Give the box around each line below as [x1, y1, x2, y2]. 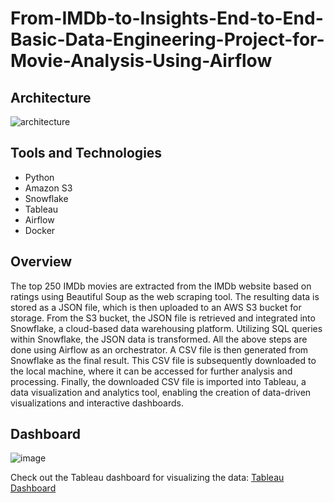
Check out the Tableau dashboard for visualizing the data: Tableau [10, 472, 285, 484]
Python [24, 171, 55, 183]
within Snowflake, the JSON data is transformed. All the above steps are [10, 333, 308, 345]
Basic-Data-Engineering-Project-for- [10, 28, 325, 51]
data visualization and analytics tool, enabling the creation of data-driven [10, 386, 312, 398]
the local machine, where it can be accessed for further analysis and [10, 365, 293, 377]
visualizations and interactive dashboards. [10, 397, 184, 409]
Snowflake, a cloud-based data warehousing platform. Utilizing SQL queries [10, 322, 323, 334]
